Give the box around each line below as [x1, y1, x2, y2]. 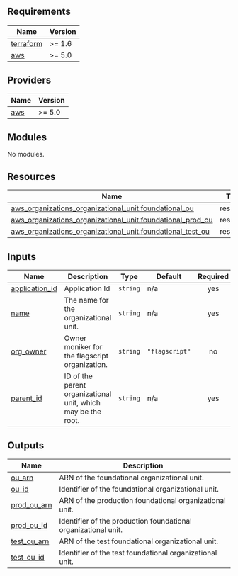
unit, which [64, 398, 101, 408]
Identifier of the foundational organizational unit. [59, 484, 220, 494]
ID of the [64, 371, 93, 381]
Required [197, 272, 229, 282]
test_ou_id [11, 552, 45, 562]
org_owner [11, 346, 47, 356]
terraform [11, 38, 43, 48]
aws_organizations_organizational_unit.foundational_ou [11, 203, 195, 213]
